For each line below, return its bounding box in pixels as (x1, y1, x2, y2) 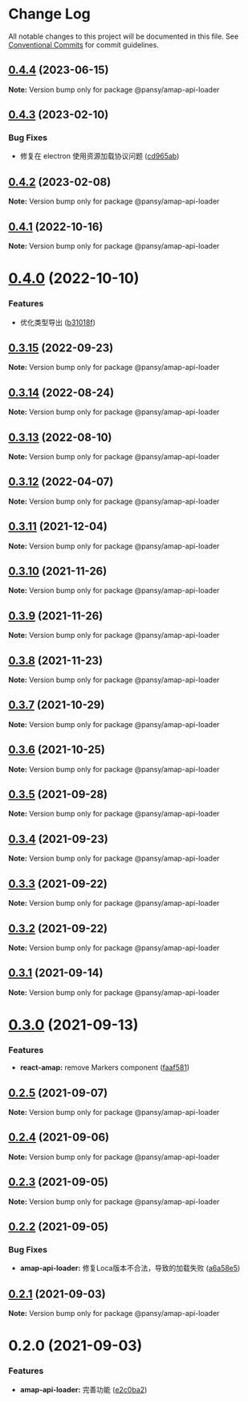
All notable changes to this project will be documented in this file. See (8, 31, 239, 41)
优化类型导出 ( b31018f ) (19, 317, 96, 327)
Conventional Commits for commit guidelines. (8, 39, 159, 49)
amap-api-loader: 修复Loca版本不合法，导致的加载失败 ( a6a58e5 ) (19, 1264, 241, 1273)
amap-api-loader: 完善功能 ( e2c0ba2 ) (19, 1384, 148, 1394)
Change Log (8, 5, 91, 23)
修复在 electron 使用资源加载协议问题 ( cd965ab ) (19, 151, 180, 161)
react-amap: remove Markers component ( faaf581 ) (19, 1063, 190, 1072)
